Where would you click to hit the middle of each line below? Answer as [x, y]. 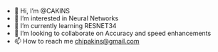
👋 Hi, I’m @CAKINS [42, 11]
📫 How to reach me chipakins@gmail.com [77, 41]
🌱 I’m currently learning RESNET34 [65, 26]
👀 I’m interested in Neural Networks [66, 18]
